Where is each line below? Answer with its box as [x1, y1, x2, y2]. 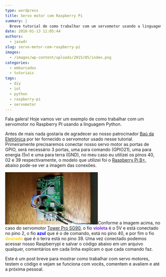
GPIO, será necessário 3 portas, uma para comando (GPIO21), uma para [5, 146, 152, 153]
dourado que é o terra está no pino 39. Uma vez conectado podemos [5, 235, 147, 242]
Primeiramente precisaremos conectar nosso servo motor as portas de [5, 141, 149, 147]
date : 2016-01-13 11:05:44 [5, 29, 61, 34]
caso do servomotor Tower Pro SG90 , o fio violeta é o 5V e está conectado [5, 225, 159, 231]
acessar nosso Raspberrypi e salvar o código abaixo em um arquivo [5, 241, 143, 247]
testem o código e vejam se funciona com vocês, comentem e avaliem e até [5, 261, 160, 267]
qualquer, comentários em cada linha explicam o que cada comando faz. [5, 246, 153, 252]
